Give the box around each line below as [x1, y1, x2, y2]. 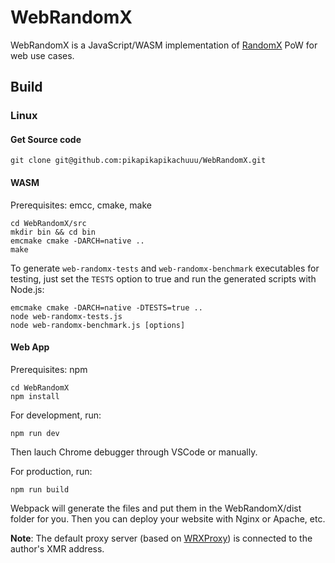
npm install [10, 391, 60, 401]
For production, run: [10, 465, 93, 477]
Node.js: [10, 283, 45, 295]
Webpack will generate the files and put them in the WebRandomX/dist [10, 502, 302, 514]
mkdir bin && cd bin [10, 227, 97, 237]
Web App [10, 341, 50, 353]
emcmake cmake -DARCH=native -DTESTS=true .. [10, 302, 203, 313]
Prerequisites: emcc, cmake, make [10, 199, 153, 211]
